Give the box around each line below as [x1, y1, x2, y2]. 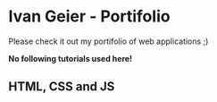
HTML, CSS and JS [8, 79, 115, 95]
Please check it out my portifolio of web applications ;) [8, 36, 209, 47]
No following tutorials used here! [8, 53, 133, 64]
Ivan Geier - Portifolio [8, 6, 171, 27]
